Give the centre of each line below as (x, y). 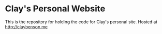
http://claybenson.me (26, 26)
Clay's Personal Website (55, 9)
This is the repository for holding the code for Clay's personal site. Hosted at (81, 22)
